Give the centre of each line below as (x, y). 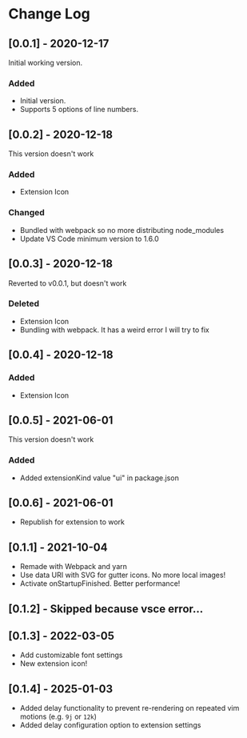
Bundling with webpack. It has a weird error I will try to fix (114, 330)
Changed (27, 213)
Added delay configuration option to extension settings (110, 725)
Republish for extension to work (72, 522)
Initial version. (43, 101)
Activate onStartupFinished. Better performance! (100, 584)
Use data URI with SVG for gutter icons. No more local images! (123, 575)
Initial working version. (46, 62)
